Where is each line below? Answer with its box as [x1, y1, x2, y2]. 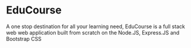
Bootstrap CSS [6, 35, 42, 42]
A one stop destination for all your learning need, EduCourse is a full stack [6, 23, 186, 30]
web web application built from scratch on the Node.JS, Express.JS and [6, 29, 180, 36]
